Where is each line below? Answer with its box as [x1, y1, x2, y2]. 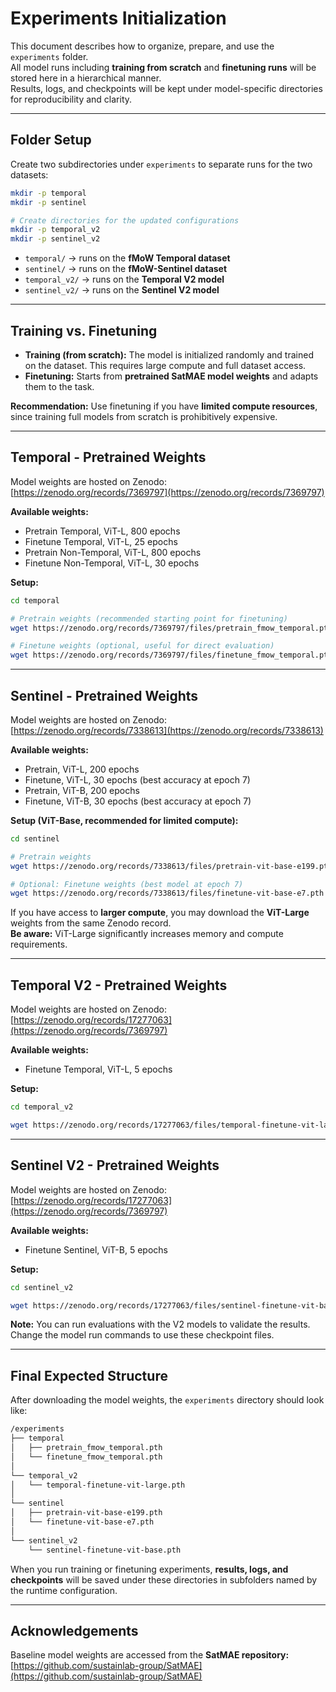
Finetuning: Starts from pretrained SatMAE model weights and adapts [24, 370, 319, 382]
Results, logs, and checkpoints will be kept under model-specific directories [10, 82, 323, 94]
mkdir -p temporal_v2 [10, 225, 101, 235]
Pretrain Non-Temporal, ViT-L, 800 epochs [24, 546, 202, 558]
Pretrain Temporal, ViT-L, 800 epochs [24, 525, 181, 537]
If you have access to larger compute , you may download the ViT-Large [10, 907, 310, 919]
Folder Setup [10, 132, 92, 149]
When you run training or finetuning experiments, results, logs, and [10, 1563, 289, 1575]
